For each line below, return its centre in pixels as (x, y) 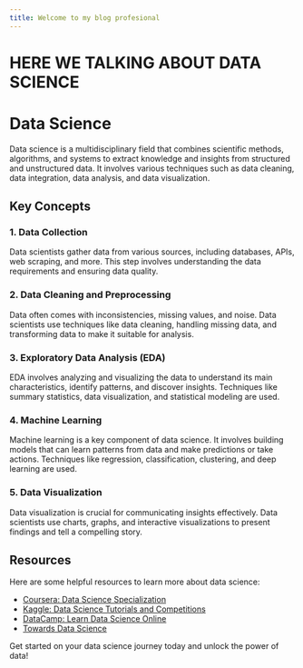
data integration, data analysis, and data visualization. (110, 177)
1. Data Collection (49, 233)
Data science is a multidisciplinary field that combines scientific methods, (147, 149)
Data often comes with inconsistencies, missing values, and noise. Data (143, 314)
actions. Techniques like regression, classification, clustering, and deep (143, 459)
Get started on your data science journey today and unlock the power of (144, 646)
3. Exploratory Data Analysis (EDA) (88, 357)
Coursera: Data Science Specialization (94, 600)
